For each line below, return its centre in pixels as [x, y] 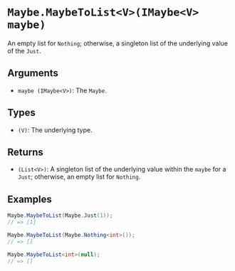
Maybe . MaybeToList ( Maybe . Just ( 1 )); [60, 216]
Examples [30, 199]
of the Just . [24, 51]
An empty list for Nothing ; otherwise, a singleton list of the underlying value [118, 43]
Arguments [33, 73]
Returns [26, 152]
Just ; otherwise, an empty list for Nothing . [79, 177]
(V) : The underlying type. [55, 129]
